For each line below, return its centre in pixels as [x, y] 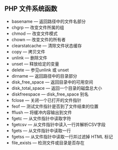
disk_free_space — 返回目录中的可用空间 [52, 82]
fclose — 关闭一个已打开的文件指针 [46, 100]
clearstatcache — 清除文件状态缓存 [47, 46]
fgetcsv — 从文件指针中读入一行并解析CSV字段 [59, 124]
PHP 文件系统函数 [31, 9]
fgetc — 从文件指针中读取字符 [41, 118]
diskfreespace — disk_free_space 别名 [50, 94]
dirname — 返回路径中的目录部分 [44, 76]
